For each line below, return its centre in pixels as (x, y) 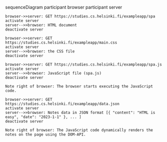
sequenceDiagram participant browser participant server (64, 7)
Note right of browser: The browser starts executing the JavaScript (79, 86)
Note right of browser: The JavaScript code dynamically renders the (79, 130)
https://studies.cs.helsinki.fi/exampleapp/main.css (61, 42)
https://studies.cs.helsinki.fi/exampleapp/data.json (62, 104)
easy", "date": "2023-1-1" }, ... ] (43, 117)
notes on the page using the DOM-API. (45, 134)
